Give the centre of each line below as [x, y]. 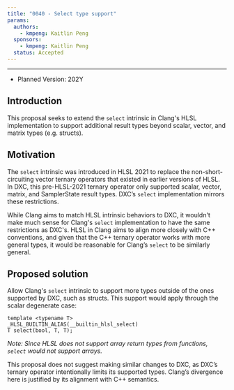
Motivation [31, 155]
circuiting [21, 179]
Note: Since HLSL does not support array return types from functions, [108, 344]
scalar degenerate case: [42, 305]
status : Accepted [39, 53]
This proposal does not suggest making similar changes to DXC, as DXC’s [112, 365]
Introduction [35, 101]
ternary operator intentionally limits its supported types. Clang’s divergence [115, 372]
